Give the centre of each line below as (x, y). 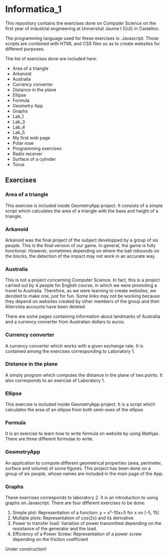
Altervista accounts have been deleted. (46, 307)
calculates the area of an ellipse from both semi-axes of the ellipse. (75, 410)
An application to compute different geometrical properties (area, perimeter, (83, 463)
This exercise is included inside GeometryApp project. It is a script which (80, 404)
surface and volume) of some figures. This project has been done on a (78, 468)
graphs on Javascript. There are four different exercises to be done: (75, 503)
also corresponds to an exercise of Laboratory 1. (55, 380)
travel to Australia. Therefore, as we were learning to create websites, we (81, 291)
